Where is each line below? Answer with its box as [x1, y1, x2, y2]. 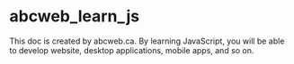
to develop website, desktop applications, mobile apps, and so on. [9, 44, 254, 55]
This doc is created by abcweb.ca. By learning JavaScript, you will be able [9, 36, 285, 46]
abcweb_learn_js [9, 6, 140, 27]
